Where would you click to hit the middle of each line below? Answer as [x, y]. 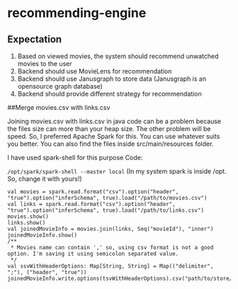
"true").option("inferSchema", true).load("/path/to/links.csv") [106, 210]
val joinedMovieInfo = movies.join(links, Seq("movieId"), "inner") [110, 229]
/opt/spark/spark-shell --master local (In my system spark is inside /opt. [117, 171]
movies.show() [28, 217]
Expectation [35, 39]
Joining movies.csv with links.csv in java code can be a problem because [114, 121]
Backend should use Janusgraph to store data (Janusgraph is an [112, 79]
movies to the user [45, 64]
